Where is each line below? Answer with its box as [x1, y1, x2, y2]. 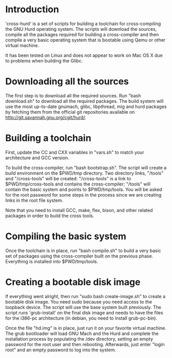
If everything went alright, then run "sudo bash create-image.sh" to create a [5, 293, 166, 299]
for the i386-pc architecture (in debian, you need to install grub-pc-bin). [5, 315, 158, 321]
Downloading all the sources [5, 76, 129, 88]
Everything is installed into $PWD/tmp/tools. [5, 258, 98, 264]
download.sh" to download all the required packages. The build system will [5, 98, 164, 104]
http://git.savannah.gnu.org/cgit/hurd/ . [5, 114, 87, 120]
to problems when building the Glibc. [5, 57, 83, 64]
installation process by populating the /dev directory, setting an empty [5, 335, 154, 342]
